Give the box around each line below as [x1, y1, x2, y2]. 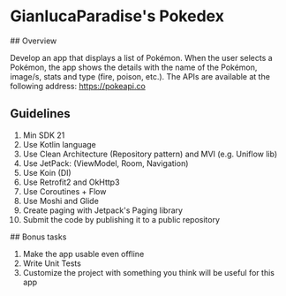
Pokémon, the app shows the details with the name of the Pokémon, [10, 62, 258, 72]
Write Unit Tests [22, 258, 82, 269]
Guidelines [10, 106, 71, 121]
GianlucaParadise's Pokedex [10, 6, 224, 27]
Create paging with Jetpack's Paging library [22, 205, 184, 216]
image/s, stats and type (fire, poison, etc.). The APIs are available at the [10, 71, 270, 81]
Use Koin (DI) [22, 167, 71, 178]
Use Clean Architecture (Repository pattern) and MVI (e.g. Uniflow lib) [22, 148, 278, 159]
